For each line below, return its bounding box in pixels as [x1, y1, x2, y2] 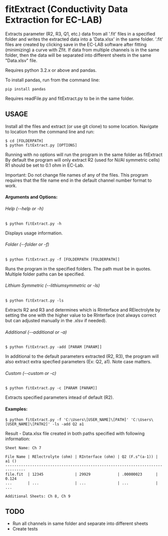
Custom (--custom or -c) [5, 370, 57, 376]
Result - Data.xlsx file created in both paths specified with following [5, 430, 145, 436]
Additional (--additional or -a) [5, 329, 67, 335]
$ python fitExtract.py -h [5, 221, 62, 226]
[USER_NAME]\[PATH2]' [5, 422, 51, 427]
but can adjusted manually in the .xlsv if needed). [5, 317, 107, 323]
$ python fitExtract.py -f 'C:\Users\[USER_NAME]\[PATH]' [5, 417, 129, 422]
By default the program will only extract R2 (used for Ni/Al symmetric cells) [5, 157, 160, 163]
